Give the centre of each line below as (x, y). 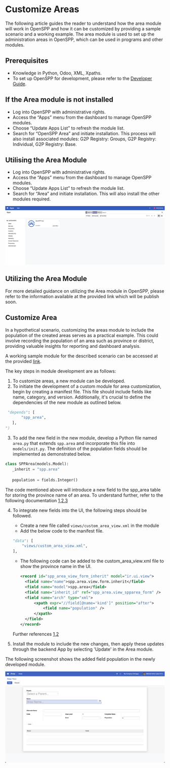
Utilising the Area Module (46, 160)
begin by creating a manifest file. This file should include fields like (82, 391)
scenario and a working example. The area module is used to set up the (80, 34)
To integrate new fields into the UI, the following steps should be (80, 510)
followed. (22, 515)
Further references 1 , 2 (36, 634)
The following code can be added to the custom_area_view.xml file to (92, 561)
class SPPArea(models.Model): (37, 464)
